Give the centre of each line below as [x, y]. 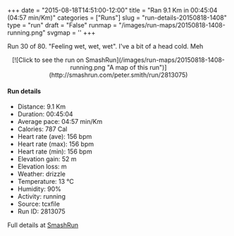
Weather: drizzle [41, 174]
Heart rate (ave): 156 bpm [55, 137]
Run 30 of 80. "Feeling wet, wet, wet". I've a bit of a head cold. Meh [105, 46]
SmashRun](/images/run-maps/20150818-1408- [155, 60]
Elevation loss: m [42, 167]
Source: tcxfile [38, 204]
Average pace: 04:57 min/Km [60, 122]
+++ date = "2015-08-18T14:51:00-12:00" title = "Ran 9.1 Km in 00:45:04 [112, 10]
